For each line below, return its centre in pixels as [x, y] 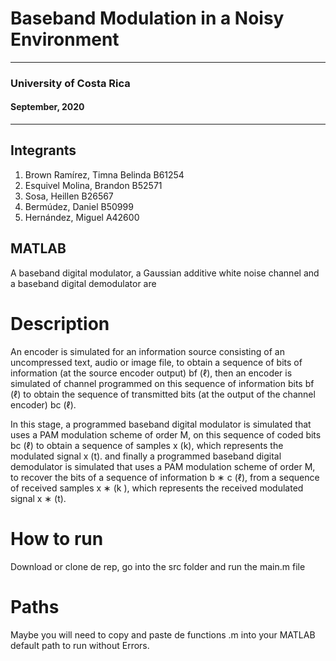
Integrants [43, 150]
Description [60, 323]
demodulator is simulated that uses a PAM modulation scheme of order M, [163, 466]
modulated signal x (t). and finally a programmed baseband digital [146, 456]
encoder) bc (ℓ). [43, 404]
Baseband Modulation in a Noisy [147, 18]
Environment [65, 39]
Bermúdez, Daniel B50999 [79, 206]
